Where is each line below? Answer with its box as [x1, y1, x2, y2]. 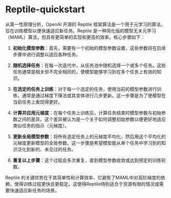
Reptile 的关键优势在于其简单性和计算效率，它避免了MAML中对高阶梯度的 [5, 174, 161, 181]
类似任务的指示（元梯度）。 [12, 122, 69, 129]
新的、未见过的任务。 [30, 146, 76, 152]
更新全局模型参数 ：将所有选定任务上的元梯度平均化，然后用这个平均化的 [12, 133, 166, 140]
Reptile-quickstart [5, 4, 85, 15]
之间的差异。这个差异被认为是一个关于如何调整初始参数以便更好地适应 [17, 116, 166, 122]
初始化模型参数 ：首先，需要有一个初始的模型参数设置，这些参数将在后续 [12, 45, 166, 51]
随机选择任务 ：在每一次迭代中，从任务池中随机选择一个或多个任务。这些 [12, 62, 166, 68]
